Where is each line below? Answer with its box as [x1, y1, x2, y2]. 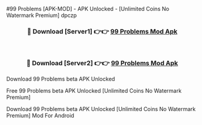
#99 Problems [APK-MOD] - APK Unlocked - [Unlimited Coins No [6, 5, 169, 12]
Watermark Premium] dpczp [6, 12, 77, 19]
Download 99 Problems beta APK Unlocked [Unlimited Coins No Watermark [6, 105, 196, 112]
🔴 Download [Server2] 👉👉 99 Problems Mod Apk [26, 59, 178, 68]
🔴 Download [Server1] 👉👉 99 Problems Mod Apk [27, 27, 178, 35]
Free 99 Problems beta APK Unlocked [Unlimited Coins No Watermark [6, 87, 182, 94]
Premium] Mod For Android [6, 112, 75, 119]
